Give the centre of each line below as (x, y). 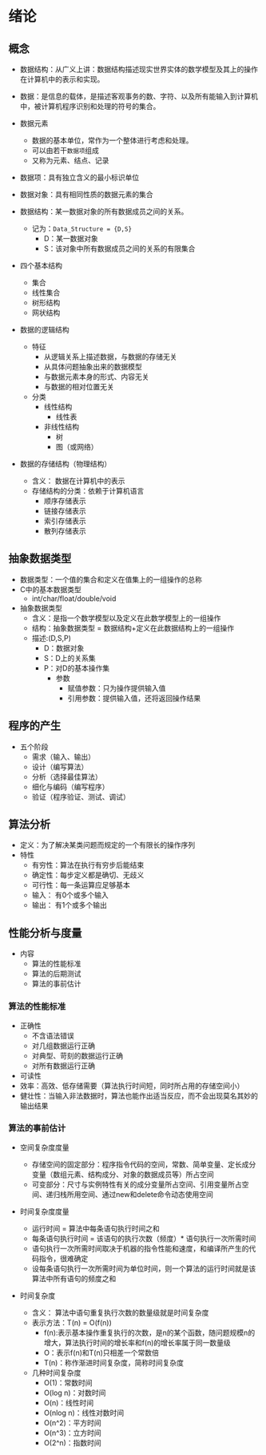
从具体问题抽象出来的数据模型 (93, 367)
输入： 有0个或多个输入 (70, 895)
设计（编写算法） (60, 767)
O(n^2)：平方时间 (72, 1422)
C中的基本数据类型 (51, 589)
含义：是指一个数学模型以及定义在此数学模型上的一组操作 (126, 618)
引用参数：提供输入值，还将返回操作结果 (134, 698)
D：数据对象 (64, 648)
